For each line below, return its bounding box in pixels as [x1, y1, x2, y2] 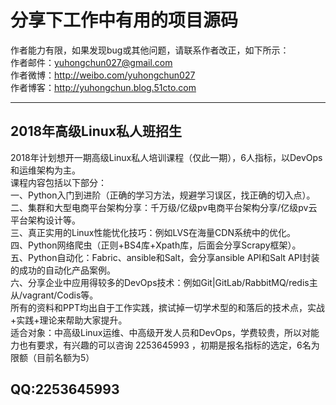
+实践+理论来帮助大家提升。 [10, 314, 128, 326]
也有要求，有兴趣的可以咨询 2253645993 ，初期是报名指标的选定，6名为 [18, 339, 320, 351]
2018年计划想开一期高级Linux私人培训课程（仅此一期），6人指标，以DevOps [10, 151, 323, 163]
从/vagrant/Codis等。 [10, 289, 99, 301]
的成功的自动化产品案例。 [10, 264, 116, 276]
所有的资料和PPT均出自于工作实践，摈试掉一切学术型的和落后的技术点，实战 [10, 301, 325, 313]
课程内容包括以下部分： [10, 176, 107, 188]
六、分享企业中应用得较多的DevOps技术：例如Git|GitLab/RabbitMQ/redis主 [10, 276, 318, 288]
